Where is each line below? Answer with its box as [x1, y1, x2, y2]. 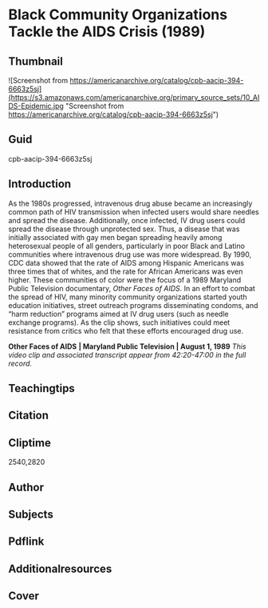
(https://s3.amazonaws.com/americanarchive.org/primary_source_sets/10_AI [8, 93, 260, 102]
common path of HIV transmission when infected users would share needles [8, 206, 259, 217]
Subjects [8, 508, 53, 521]
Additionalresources [8, 562, 112, 575]
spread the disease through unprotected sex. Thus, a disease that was [8, 224, 240, 234]
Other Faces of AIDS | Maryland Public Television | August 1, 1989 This [8, 342, 246, 351]
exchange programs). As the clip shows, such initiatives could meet [8, 318, 231, 327]
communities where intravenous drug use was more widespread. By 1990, [8, 250, 252, 259]
